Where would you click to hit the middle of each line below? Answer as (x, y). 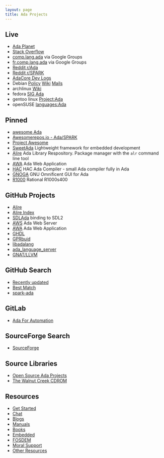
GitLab (16, 308)
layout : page (19, 10)
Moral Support (27, 445)
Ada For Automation (33, 320)
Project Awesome (30, 143)
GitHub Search (28, 270)
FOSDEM (22, 440)
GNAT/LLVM (25, 254)
